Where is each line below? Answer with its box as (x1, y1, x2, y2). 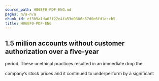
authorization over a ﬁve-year (5, 47, 99, 55)
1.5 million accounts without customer (5, 39, 125, 47)
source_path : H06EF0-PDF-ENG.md (5, 7, 71, 12)
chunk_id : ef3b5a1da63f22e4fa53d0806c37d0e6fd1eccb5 (5, 16, 116, 21)
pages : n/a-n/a (5, 12, 36, 17)
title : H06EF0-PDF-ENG (5, 21, 52, 26)
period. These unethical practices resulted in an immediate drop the (5, 61, 143, 67)
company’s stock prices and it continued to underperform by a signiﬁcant (5, 71, 154, 77)
